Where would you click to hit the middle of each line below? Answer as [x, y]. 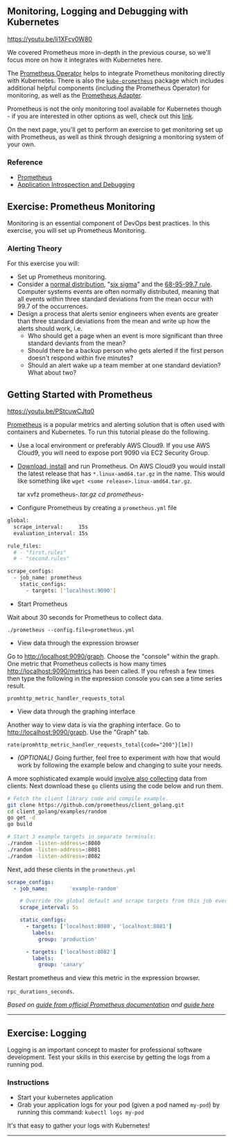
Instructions [28, 1083]
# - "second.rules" [42, 559]
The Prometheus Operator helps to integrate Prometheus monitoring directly [116, 73]
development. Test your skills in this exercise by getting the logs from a [109, 1057]
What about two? [52, 373]
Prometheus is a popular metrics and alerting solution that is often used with [116, 425]
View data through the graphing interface [76, 711]
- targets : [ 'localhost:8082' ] [71, 952]
